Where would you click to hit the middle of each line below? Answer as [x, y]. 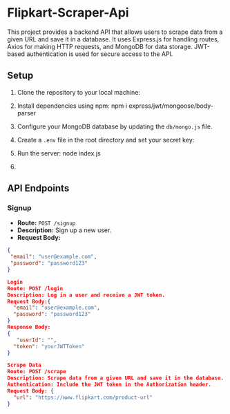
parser [27, 113]
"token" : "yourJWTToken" [49, 346]
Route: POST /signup [46, 223]
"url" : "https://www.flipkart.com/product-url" [83, 397]
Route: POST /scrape [37, 372]
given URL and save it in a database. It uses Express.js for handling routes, [113, 39]
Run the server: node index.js [59, 153]
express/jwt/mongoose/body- [171, 106]
